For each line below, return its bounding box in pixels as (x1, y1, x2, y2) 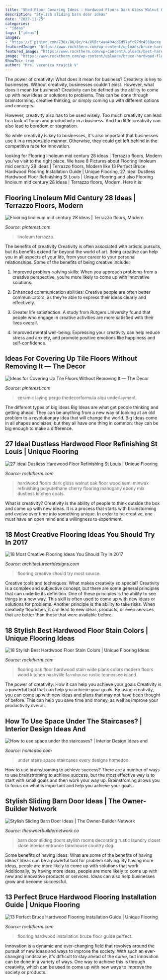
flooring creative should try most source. (17, 571, 101, 576)
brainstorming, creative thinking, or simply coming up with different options (5, 97, 160, 103)
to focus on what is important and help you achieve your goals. (5, 783, 134, 788)
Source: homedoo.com (5, 747, 52, 753)
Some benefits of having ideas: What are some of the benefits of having (5, 852, 153, 858)
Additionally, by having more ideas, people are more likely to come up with (5, 868, 158, 874)
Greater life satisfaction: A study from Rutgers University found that (12, 309, 151, 315)
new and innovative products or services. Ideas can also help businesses (5, 873, 155, 879)
